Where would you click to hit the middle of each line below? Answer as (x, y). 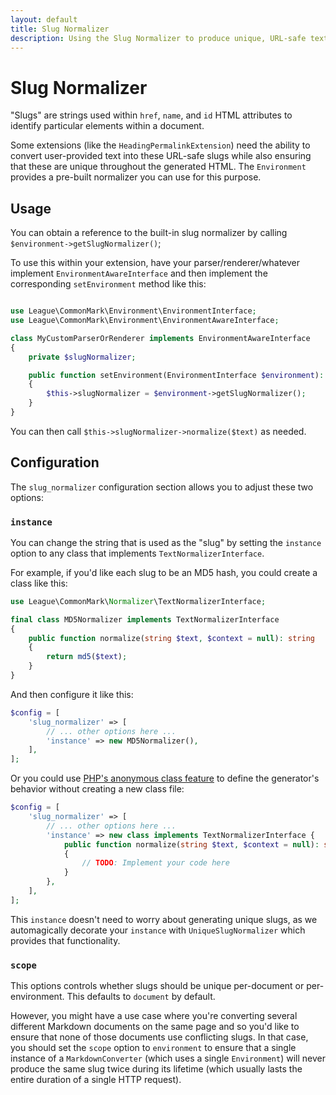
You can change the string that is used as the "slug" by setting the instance (166, 542)
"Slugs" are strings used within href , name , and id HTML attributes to (151, 115)
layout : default (44, 19)
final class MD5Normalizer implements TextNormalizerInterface (145, 619)
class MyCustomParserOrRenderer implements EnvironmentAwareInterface (160, 338)
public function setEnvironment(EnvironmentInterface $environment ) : (176, 375)
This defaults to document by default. (141, 997)
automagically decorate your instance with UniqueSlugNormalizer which (158, 930)
